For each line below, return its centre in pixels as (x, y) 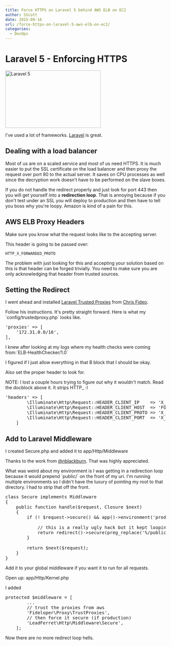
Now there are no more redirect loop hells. (50, 638)
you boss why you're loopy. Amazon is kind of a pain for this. (69, 206)
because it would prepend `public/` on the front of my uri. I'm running (78, 476)
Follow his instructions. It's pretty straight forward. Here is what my (76, 312)
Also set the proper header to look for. (45, 372)
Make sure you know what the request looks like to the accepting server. (81, 234)
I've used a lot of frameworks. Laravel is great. (54, 135)
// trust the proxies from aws (66, 608)
